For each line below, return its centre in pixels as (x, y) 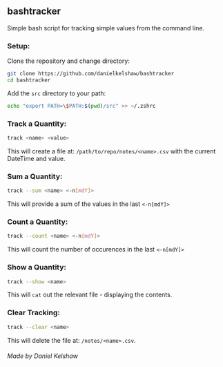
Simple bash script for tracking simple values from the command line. (106, 28)
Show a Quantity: (37, 267)
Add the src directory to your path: (57, 93)
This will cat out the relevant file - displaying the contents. (90, 295)
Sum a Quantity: (35, 176)
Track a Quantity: (37, 124)
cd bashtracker (29, 80)
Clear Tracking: (33, 312)
